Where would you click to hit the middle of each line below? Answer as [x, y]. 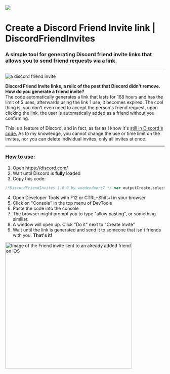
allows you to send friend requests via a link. [61, 61]
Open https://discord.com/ [40, 168]
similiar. [20, 219]
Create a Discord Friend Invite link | [80, 28]
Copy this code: [29, 178]
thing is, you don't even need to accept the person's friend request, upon [81, 108]
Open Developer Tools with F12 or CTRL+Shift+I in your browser [79, 198]
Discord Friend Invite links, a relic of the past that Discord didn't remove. [83, 86]
